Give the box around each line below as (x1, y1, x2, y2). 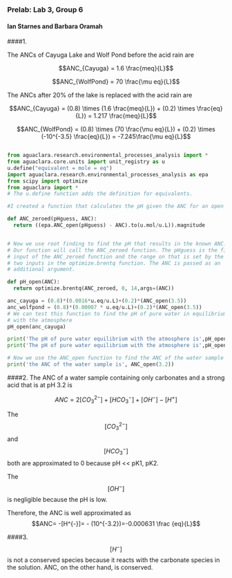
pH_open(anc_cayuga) (7, 323, 67, 330)
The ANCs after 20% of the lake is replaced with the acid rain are (7, 91, 193, 100)
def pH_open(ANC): (7, 279, 60, 286)
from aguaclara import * (7, 184, 79, 191)
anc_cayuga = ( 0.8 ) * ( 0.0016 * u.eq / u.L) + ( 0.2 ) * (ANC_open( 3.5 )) (7, 297, 187, 304)
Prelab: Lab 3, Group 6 (7, 5, 84, 15)
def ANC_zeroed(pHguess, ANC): (7, 216, 97, 223)
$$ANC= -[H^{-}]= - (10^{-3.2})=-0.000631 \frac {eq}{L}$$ (31, 519, 201, 528)
